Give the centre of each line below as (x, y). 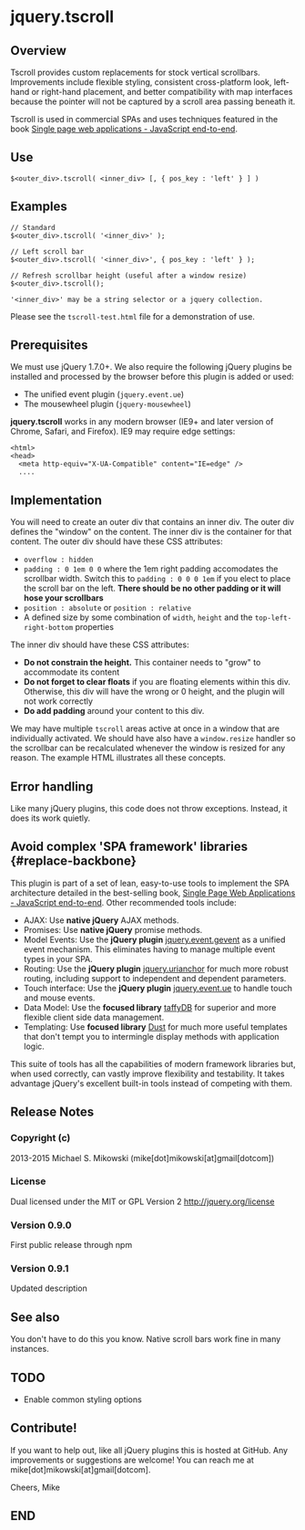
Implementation (56, 500)
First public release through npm (71, 1245)
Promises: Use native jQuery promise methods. (113, 929)
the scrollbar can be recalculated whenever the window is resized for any (148, 748)
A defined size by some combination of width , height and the (138, 617)
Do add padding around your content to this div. (114, 711)
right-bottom (48, 628)
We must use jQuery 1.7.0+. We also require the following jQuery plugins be (151, 367)
